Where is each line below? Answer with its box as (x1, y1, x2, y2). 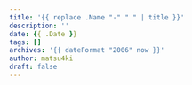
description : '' (9, 21, 69, 30)
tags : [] (9, 37, 42, 47)
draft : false (9, 63, 58, 72)
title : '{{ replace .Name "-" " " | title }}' (9, 12, 185, 22)
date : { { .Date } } (9, 29, 77, 38)
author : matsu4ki (9, 54, 74, 63)
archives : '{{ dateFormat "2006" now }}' (9, 46, 165, 55)
